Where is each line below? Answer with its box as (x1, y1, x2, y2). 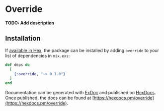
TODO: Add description (5, 20, 55, 26)
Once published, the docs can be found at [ (5, 95, 94, 101)
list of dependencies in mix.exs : (5, 53, 70, 58)
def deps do (5, 62, 30, 67)
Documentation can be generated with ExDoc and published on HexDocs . (5, 90, 156, 96)
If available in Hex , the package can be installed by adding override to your (5, 47, 159, 53)
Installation (5, 34, 41, 43)
